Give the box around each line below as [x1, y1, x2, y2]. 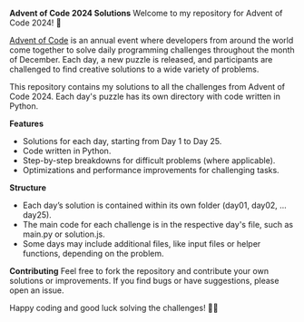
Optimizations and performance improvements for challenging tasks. [22, 165, 279, 175]
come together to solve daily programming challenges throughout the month [9, 44, 295, 55]
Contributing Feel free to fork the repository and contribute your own [9, 266, 270, 276]
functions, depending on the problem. [22, 249, 165, 259]
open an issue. [9, 285, 65, 296]
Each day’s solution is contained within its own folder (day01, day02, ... [22, 200, 288, 210]
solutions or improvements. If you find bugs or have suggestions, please [9, 276, 279, 286]
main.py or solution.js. [22, 229, 106, 239]
